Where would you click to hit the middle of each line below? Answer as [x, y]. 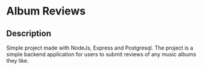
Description [29, 33]
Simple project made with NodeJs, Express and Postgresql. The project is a [100, 48]
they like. [17, 61]
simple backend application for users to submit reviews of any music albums [101, 54]
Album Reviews [46, 11]
